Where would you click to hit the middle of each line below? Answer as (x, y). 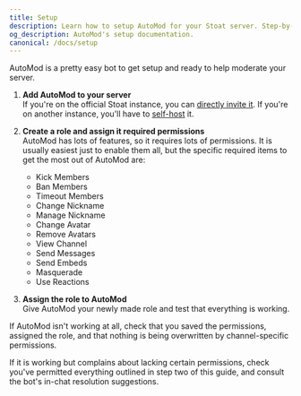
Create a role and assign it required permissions (113, 132)
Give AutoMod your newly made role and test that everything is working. (156, 309)
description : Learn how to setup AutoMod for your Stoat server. (133, 26)
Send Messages (65, 254)
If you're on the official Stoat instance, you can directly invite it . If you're (155, 105)
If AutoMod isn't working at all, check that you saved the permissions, (138, 326)
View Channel (61, 244)
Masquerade (59, 272)
